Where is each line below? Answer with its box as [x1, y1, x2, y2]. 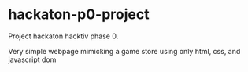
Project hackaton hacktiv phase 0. [8, 31, 119, 41]
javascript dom [8, 55, 57, 64]
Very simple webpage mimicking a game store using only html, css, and [8, 46, 241, 56]
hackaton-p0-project [8, 5, 150, 23]
